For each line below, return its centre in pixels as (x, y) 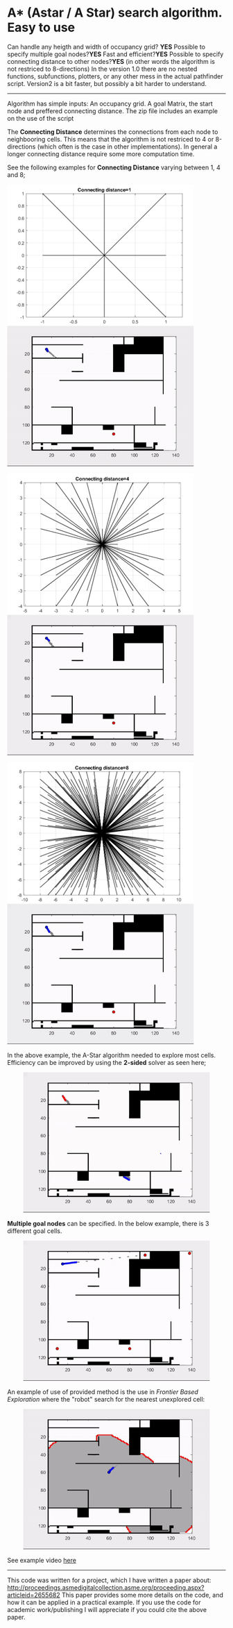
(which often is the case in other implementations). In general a (127, 146)
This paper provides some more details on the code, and (143, 1595)
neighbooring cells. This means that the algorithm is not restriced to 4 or (111, 139)
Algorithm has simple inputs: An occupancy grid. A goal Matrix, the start (110, 103)
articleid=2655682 (34, 1595)
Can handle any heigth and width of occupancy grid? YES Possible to (106, 47)
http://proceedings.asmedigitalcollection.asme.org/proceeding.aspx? (106, 1587)
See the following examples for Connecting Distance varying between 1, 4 (114, 167)
